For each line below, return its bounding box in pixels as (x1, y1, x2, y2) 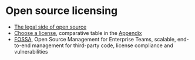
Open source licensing (5, 4, 118, 17)
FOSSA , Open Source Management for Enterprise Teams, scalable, (14, 36, 176, 43)
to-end (14, 42, 31, 49)
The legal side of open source (14, 23, 87, 30)
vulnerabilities (14, 48, 48, 55)
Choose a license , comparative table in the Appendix (14, 29, 142, 36)
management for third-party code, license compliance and (32, 42, 174, 49)
